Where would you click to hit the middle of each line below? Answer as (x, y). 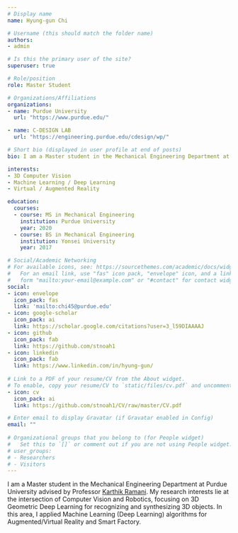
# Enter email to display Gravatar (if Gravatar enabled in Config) (110, 418)
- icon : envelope (33, 293)
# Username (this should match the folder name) (80, 33)
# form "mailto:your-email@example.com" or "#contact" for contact (112, 280)
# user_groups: (30, 451)
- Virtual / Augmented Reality (53, 189)
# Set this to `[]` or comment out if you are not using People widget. (120, 444)
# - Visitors (27, 464)
